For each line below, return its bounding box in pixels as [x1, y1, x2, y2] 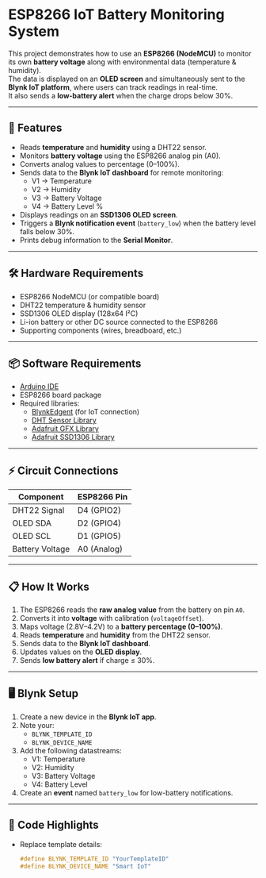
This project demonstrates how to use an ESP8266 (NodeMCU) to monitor [8, 48, 252, 58]
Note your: [19, 720, 55, 730]
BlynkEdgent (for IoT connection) [31, 407, 140, 417]
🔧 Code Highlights [8, 818, 99, 832]
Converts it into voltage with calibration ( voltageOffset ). [19, 614, 204, 622]
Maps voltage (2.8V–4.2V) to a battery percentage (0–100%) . [19, 622, 223, 631]
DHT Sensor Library [31, 415, 97, 426]
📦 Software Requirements [8, 356, 142, 370]
